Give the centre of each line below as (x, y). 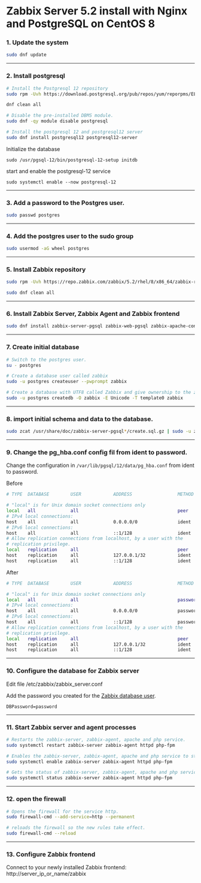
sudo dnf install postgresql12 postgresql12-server (72, 137)
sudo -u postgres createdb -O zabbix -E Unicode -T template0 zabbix (95, 398)
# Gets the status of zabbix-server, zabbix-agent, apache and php (92, 772)
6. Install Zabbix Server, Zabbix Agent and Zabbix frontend (93, 314)
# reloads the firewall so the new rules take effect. (76, 828)
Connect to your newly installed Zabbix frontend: (66, 867)
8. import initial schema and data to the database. (80, 419)
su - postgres (24, 365)
